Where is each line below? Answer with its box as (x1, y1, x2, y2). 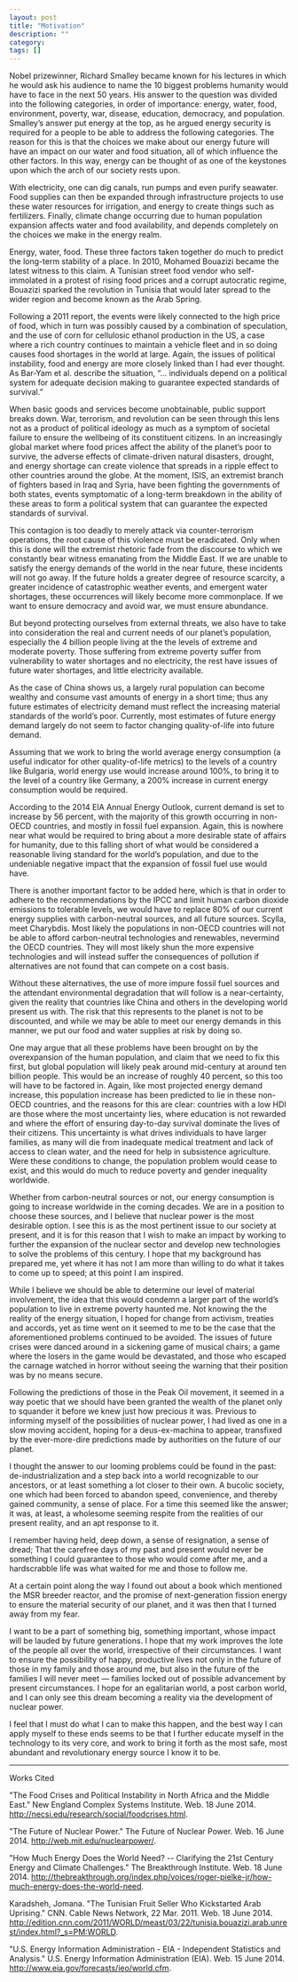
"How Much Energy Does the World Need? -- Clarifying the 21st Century (9, 1853, 274, 1864)
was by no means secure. (9, 1370, 104, 1381)
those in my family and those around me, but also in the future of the (9, 1664, 260, 1674)
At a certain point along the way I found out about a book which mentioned (9, 1580, 282, 1592)
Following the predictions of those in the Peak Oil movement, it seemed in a (9, 1387, 285, 1398)
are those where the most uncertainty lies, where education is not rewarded (9, 1109, 286, 1119)
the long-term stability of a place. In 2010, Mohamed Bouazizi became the (9, 256, 279, 267)
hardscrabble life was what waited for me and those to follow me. (9, 1563, 248, 1574)
